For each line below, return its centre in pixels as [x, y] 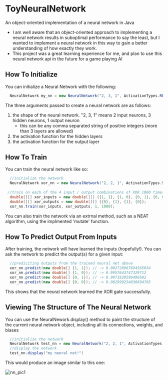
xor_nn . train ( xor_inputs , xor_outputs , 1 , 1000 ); [62, 206]
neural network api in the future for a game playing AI [67, 58]
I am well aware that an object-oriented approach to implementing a [82, 32]
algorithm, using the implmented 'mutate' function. [57, 221]
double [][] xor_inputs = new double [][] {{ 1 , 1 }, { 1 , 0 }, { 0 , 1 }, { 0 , [85, 197]
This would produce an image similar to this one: [55, 362]
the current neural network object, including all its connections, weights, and [84, 324]
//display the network [33, 348]
